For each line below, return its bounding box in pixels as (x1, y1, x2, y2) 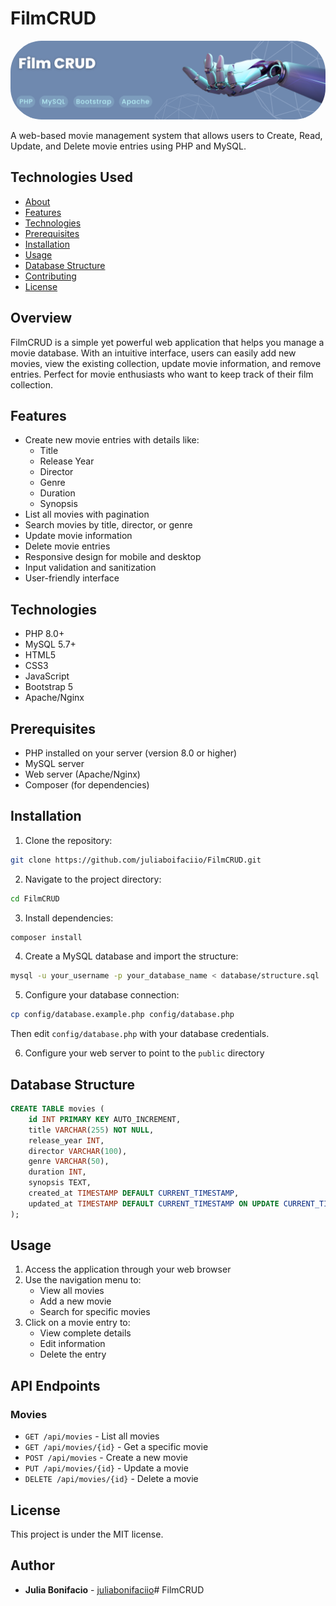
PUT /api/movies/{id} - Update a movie (24, 1462, 189, 1474)
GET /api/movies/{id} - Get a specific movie (24, 1441, 209, 1453)
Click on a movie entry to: (24, 1317, 131, 1329)
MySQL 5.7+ (24, 638, 77, 651)
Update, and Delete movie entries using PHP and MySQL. (10, 140, 247, 152)
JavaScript (24, 670, 70, 682)
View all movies (39, 1285, 105, 1297)
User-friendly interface (24, 572, 120, 584)
